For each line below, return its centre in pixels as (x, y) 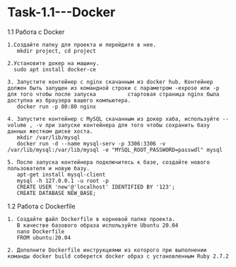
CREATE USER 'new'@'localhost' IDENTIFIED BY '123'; (96, 187)
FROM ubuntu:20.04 (44, 237)
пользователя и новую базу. (49, 168)
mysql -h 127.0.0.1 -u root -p (63, 181)
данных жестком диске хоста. (50, 131)
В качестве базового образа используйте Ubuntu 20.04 (98, 225)
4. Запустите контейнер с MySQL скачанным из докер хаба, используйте (113, 119)
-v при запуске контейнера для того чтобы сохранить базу (123, 125)
